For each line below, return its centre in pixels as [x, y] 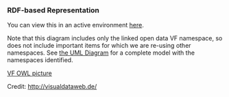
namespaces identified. [40, 60]
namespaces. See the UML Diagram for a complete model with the [101, 53]
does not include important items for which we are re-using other [99, 46]
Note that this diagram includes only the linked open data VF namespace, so [115, 38]
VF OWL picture [30, 73]
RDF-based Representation [53, 10]
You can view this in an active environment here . [75, 25]
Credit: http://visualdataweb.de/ [52, 87]
